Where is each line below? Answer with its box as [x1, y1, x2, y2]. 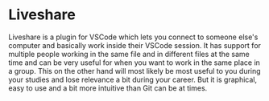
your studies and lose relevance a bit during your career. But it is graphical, [8, 75, 258, 84]
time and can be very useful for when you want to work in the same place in [8, 58, 260, 67]
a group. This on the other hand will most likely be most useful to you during [8, 66, 261, 75]
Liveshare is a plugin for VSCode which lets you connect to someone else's [8, 32, 259, 42]
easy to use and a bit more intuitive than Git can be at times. [8, 83, 208, 93]
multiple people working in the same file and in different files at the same [8, 49, 250, 59]
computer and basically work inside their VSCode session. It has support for [8, 40, 262, 50]
